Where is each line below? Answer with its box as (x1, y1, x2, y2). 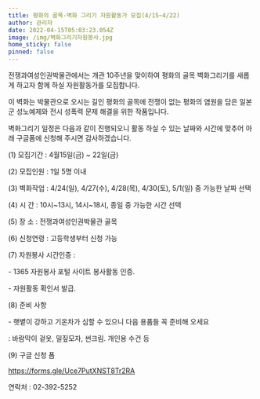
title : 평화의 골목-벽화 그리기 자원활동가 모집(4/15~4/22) (8, 11, 180, 20)
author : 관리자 (8, 19, 53, 27)
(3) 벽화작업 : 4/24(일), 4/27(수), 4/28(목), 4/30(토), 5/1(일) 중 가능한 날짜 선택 (8, 184, 252, 192)
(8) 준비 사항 (8, 300, 47, 309)
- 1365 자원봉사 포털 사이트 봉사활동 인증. (8, 267, 135, 276)
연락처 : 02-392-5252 (8, 383, 78, 391)
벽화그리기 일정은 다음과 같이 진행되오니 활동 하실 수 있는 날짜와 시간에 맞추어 (8, 123, 244, 133)
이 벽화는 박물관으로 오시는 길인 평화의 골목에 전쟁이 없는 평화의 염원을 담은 (8, 97, 238, 106)
